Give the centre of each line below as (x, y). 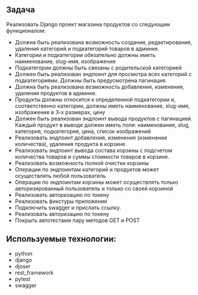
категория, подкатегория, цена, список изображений (83, 131)
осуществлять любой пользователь (60, 175)
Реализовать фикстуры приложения (61, 201)
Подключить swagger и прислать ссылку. (68, 207)
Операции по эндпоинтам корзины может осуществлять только (97, 182)
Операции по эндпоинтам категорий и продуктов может (87, 169)
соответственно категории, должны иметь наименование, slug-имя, (102, 106)
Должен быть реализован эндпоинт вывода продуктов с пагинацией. (103, 118)
